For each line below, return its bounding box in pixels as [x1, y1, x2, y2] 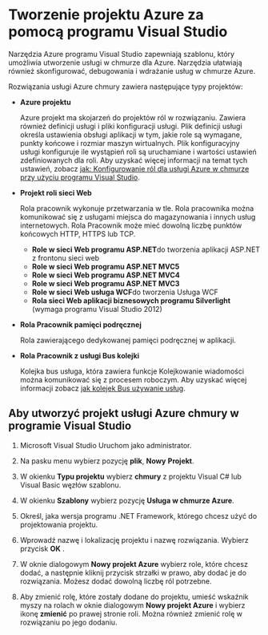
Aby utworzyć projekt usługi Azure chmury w [8, 406, 240, 420]
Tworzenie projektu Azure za [8, 6, 204, 24]
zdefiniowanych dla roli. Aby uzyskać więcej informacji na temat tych [19, 155, 248, 165]
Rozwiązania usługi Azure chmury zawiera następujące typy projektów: [8, 82, 243, 91]
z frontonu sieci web [31, 253, 100, 262]
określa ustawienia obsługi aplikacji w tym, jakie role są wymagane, [19, 130, 242, 140]
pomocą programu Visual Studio [8, 22, 228, 41]
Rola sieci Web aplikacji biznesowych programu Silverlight [31, 295, 230, 305]
